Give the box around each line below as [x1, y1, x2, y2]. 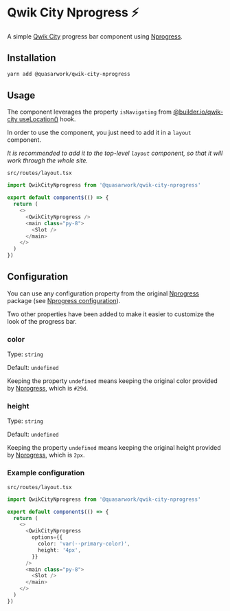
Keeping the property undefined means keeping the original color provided [7, 377, 218, 385]
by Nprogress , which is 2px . [7, 451, 85, 459]
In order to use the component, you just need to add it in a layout [7, 128, 192, 137]
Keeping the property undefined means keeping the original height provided [7, 444, 221, 452]
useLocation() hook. [19, 115, 76, 123]
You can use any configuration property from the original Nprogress [7, 289, 199, 298]
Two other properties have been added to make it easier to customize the [7, 310, 215, 318]
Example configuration [7, 468, 85, 478]
